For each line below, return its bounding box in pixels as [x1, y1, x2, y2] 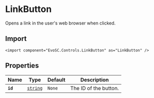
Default [47, 76, 66, 83]
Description [80, 76, 109, 83]
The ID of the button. [70, 84, 119, 91]
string [27, 85, 43, 91]
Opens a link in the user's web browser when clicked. [5, 20, 116, 26]
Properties [5, 61, 39, 70]
